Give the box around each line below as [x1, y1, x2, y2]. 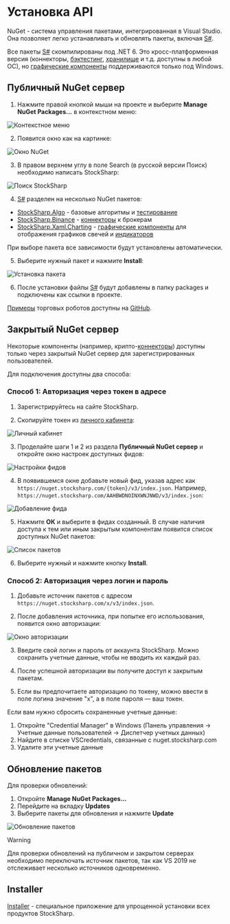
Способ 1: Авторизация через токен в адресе [7, 387, 167, 396]
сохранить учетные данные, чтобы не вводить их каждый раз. [16, 653, 201, 662]
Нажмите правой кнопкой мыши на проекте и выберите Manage [16, 100, 208, 109]
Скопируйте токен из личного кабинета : [16, 416, 135, 424]
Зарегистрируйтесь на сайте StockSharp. [16, 403, 139, 411]
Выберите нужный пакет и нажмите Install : [16, 256, 144, 264]
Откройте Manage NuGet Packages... [16, 794, 127, 802]
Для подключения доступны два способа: [7, 370, 131, 378]
